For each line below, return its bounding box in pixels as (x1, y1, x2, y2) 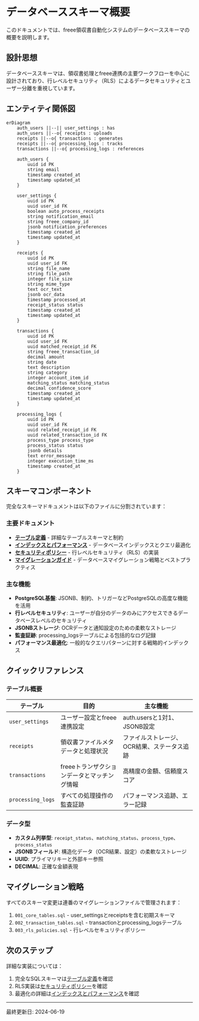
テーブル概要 (6, 685, 43, 693)
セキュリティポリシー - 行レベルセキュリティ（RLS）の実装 (14, 548, 159, 556)
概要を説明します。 (6, 33, 53, 40)
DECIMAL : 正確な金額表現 (14, 863, 79, 870)
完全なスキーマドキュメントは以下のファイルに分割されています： (6, 503, 167, 510)
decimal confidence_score (27, 385, 92, 391)
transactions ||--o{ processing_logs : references (17, 146, 145, 152)
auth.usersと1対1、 (123, 713, 178, 721)
